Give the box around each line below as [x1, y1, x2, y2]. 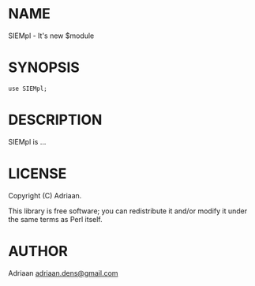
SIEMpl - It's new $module [8, 31, 95, 40]
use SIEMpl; [8, 85, 47, 92]
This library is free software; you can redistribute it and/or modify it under [8, 206, 248, 216]
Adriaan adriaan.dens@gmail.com [8, 268, 118, 277]
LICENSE [8, 165, 67, 183]
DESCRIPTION [8, 111, 103, 129]
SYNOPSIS [8, 58, 81, 77]
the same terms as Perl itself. [8, 214, 103, 224]
